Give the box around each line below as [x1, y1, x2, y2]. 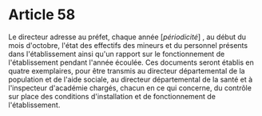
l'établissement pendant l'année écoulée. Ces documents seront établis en [8, 58, 254, 67]
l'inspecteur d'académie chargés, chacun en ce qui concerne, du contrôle [8, 82, 252, 93]
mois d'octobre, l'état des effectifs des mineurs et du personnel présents [8, 40, 248, 50]
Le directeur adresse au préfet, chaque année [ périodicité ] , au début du [8, 32, 246, 42]
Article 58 [8, 6, 76, 24]
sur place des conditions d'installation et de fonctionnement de [8, 91, 216, 101]
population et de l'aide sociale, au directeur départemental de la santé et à [8, 74, 253, 84]
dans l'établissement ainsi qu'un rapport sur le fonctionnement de [8, 49, 225, 58]
